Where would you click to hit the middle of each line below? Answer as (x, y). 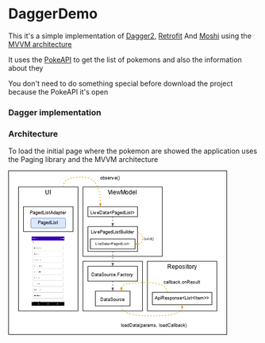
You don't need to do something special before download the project (121, 83)
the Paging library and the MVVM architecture (83, 160)
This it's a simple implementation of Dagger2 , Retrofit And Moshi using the (130, 36)
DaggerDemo (53, 14)
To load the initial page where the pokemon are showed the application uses (133, 151)
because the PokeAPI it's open (58, 91)
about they (26, 67)
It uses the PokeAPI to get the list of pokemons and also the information (125, 60)
